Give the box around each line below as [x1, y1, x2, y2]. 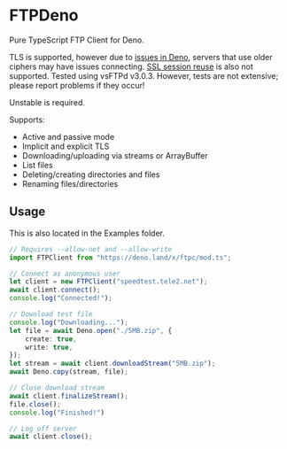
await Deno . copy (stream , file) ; [9, 368, 128, 376]
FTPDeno [9, 5, 79, 26]
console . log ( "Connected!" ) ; [9, 294, 113, 303]
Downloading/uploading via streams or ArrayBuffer [21, 150, 208, 160]
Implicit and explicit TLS [21, 141, 110, 151]
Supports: [9, 114, 46, 125]
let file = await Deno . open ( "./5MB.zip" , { [9, 326, 173, 335]
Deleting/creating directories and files [21, 169, 160, 180]
